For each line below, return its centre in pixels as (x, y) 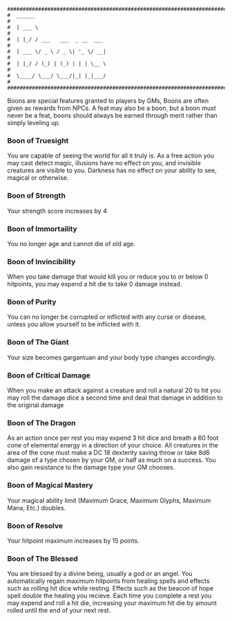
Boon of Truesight (38, 140)
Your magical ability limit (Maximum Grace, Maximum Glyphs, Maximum (109, 500)
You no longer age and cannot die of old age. (71, 243)
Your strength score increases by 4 (57, 211)
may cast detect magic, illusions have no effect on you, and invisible (104, 163)
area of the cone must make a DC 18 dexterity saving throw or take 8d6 (109, 453)
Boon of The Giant (38, 342)
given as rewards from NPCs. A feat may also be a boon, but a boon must (112, 108)
